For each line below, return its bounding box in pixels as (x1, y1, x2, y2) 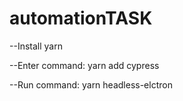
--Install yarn (9, 40, 63, 52)
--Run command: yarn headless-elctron (9, 78, 173, 91)
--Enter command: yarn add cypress (9, 59, 160, 71)
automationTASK (9, 7, 153, 30)
